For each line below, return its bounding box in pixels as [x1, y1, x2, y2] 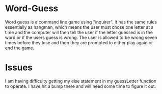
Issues [5, 62, 33, 73]
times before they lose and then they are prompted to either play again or [5, 39, 153, 45]
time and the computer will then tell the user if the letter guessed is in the [5, 29, 153, 35]
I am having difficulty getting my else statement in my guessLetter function [5, 78, 157, 84]
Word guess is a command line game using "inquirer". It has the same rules [5, 19, 157, 25]
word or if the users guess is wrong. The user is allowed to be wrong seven [5, 35, 158, 40]
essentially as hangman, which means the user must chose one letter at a [5, 24, 154, 30]
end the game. [5, 45, 34, 51]
